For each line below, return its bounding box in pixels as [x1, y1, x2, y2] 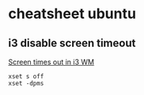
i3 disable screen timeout [8, 36, 136, 50]
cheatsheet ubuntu [8, 5, 137, 23]
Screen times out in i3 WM [8, 57, 95, 66]
